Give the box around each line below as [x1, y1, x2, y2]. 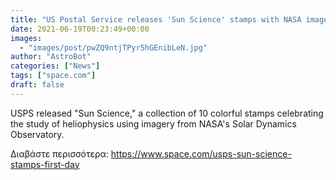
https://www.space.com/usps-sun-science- [110, 147, 292, 160]
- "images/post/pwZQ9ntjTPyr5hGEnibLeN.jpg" [19, 42, 208, 53]
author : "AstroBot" [10, 52, 92, 62]
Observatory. [10, 128, 65, 140]
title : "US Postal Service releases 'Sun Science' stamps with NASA [10, 14, 302, 25]
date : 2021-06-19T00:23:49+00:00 [10, 24, 150, 34]
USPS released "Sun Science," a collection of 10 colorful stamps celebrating [10, 107, 324, 119]
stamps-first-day [10, 158, 80, 170]
